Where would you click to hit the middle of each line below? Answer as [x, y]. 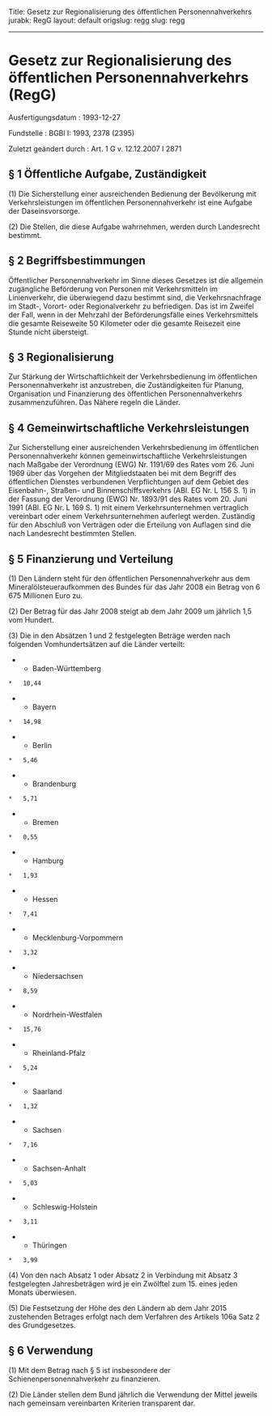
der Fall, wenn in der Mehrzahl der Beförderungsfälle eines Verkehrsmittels [134, 314]
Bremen [45, 822]
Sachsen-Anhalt [59, 1168]
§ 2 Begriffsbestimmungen [77, 261]
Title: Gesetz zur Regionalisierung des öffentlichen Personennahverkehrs [130, 12]
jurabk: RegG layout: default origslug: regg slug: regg [97, 20]
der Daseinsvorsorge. [45, 210]
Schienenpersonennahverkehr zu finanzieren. [85, 1379]
